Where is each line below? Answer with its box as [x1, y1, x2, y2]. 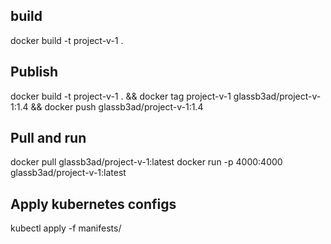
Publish [10, 64, 59, 81]
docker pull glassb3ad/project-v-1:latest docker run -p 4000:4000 [10, 156, 283, 168]
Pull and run [10, 130, 87, 147]
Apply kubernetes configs [10, 195, 177, 213]
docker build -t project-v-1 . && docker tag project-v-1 [10, 90, 232, 102]
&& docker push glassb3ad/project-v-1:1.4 [30, 100, 204, 113]
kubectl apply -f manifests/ [10, 222, 122, 234]
